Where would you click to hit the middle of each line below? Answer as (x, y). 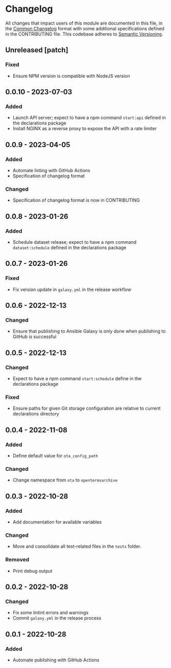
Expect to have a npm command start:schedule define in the (77, 379)
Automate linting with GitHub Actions (51, 170)
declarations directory (36, 414)
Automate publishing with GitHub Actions (56, 660)
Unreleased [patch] (37, 50)
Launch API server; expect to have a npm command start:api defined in (89, 118)
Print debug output (32, 571)
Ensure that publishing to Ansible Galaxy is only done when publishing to (89, 331)
